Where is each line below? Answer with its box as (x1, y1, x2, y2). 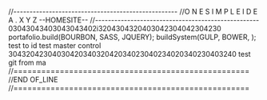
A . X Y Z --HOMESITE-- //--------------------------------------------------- (8, 15, 260, 25)
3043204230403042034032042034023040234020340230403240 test (8, 50, 251, 58)
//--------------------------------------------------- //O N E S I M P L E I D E (8, 7, 258, 16)
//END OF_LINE (8, 75, 58, 84)
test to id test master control (8, 41, 102, 50)
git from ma (8, 58, 46, 67)
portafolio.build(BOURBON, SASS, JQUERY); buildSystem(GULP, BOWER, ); (8, 32, 257, 42)
